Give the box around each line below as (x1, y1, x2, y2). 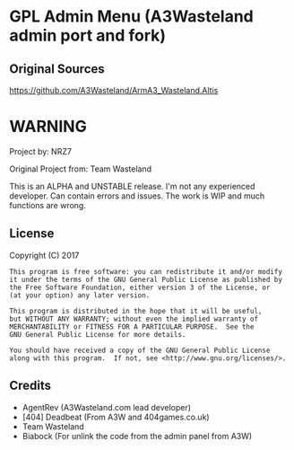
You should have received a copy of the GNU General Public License (9, 346, 271, 355)
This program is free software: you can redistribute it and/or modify (9, 267, 282, 276)
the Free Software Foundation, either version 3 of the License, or (9, 283, 271, 292)
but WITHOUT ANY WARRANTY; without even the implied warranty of (9, 314, 258, 323)
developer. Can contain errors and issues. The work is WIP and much (9, 190, 265, 201)
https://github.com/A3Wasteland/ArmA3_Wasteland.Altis (9, 85, 219, 95)
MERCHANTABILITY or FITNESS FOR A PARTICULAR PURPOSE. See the (9, 322, 255, 331)
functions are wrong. (9, 199, 87, 210)
